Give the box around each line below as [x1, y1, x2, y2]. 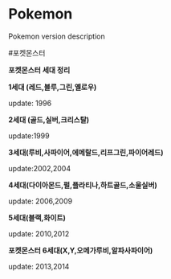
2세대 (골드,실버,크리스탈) [8, 114, 90, 125]
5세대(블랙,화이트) [8, 212, 67, 222]
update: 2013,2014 [8, 261, 70, 271]
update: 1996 [8, 98, 52, 108]
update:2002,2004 [8, 163, 71, 173]
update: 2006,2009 [8, 196, 73, 206]
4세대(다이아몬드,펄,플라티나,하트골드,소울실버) [8, 180, 158, 190]
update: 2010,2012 [8, 228, 70, 238]
